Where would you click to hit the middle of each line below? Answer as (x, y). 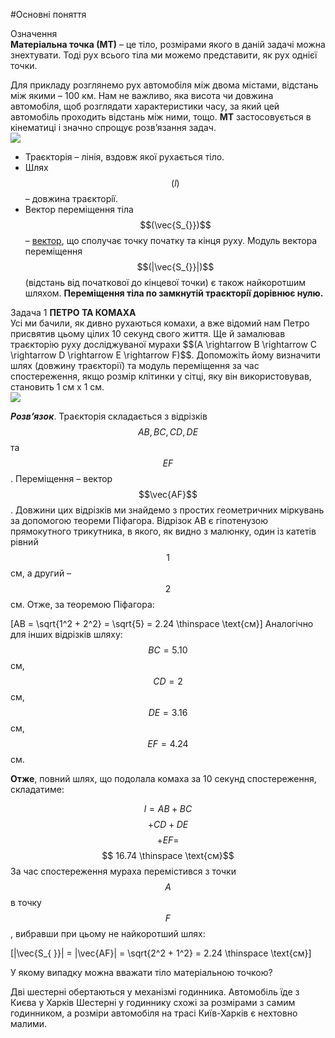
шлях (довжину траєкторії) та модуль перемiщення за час (135, 365)
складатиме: (37, 789)
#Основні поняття (48, 14)
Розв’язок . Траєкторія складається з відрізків (109, 416)
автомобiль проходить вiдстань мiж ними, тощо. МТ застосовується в (161, 117)
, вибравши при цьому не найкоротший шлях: (108, 933)
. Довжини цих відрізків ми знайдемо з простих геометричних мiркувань (167, 510)
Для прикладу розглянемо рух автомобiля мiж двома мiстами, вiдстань (164, 85)
